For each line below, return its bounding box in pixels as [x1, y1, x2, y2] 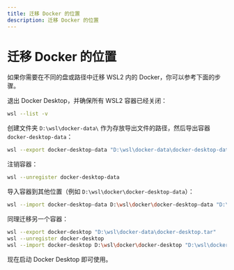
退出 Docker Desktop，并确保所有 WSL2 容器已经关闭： [7, 97, 168, 105]
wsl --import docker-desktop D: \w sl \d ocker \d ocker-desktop [7, 241, 182, 248]
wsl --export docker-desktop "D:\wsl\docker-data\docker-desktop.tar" [7, 228, 217, 235]
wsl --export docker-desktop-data [7, 147, 108, 154]
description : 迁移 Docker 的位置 [7, 17, 99, 24]
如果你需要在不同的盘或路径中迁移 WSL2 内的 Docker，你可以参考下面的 [7, 73, 215, 81]
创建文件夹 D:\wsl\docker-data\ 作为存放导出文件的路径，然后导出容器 [7, 124, 210, 132]
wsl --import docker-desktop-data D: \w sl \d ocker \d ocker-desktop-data [7, 201, 214, 209]
